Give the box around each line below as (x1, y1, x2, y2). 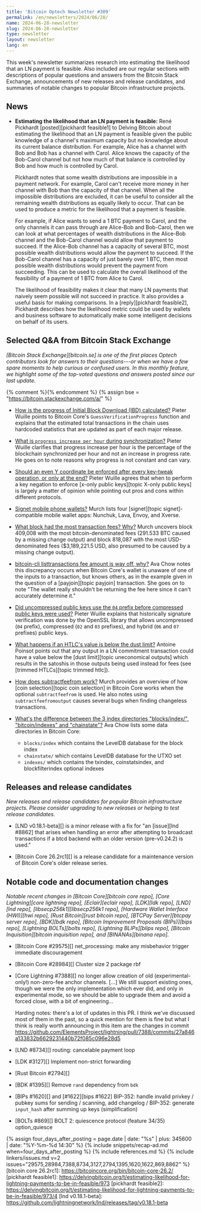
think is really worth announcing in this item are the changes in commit (14, 1022, 190, 1029)
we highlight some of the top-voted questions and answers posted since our (6, 370, 195, 378)
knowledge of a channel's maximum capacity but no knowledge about (14, 136, 188, 144)
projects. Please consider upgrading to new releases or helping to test (6, 804, 179, 811)
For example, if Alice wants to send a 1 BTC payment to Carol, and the (14, 217, 187, 224)
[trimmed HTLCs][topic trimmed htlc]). (14, 666, 109, 673)
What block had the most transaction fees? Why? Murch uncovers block (14, 523, 193, 530)
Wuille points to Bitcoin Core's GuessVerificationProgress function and (14, 413, 190, 420)
